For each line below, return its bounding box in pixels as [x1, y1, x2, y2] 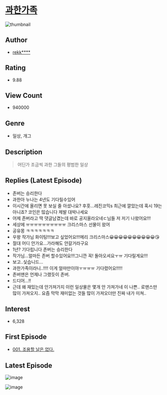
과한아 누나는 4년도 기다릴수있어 [12, 196, 76, 202]
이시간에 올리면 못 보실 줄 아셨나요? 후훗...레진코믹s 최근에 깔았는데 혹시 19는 [12, 203, 163, 209]
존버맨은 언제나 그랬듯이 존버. [12, 271, 70, 277]
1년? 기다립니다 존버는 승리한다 [12, 246, 73, 252]
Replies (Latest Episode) [5, 176, 82, 185]
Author [5, 36, 27, 44]
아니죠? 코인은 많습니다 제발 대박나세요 [12, 209, 88, 215]
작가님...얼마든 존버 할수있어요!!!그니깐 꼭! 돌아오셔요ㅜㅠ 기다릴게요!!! [12, 253, 148, 259]
